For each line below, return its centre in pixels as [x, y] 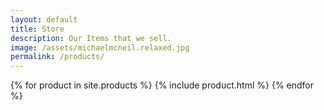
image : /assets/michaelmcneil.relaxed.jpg [100, 47]
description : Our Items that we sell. [91, 38]
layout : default [44, 19]
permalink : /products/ [57, 57]
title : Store [37, 29]
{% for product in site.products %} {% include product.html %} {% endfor [162, 85]
